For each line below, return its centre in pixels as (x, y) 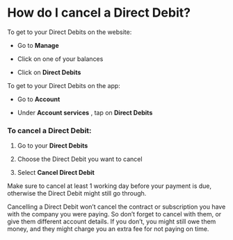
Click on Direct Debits (49, 72)
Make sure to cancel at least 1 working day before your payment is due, (110, 186)
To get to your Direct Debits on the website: (70, 32)
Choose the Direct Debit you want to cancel (80, 159)
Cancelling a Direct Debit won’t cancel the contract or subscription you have (116, 207)
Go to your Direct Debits (53, 146)
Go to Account (39, 99)
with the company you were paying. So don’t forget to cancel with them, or (114, 214)
